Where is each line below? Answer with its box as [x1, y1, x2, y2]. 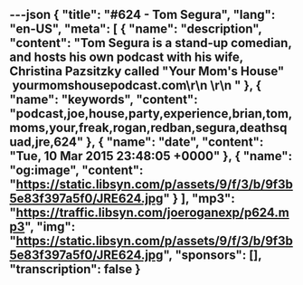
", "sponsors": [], [162, 248, 262, 263]
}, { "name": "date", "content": [85, 135, 264, 150]
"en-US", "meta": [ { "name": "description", [9, 22, 262, 37]
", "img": [24, 219, 76, 234]
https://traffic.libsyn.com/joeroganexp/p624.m [15, 205, 289, 221]
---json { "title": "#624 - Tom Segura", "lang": [9, 7, 276, 23]
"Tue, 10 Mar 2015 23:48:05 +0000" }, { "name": [9, 148, 292, 164]
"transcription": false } [9, 261, 141, 277]
